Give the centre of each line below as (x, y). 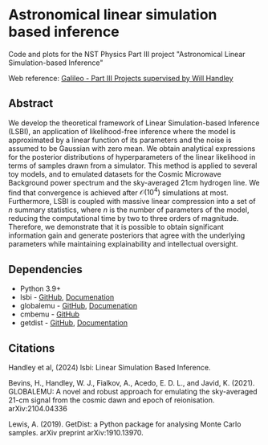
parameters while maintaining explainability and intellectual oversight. (123, 244)
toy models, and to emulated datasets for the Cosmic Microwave (115, 174)
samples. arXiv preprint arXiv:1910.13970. (76, 433)
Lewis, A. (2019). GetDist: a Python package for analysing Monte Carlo (125, 424)
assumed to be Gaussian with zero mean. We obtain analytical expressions (132, 148)
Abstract (31, 103)
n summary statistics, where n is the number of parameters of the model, (129, 210)
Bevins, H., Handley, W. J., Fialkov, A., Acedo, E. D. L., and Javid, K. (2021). (132, 383)
